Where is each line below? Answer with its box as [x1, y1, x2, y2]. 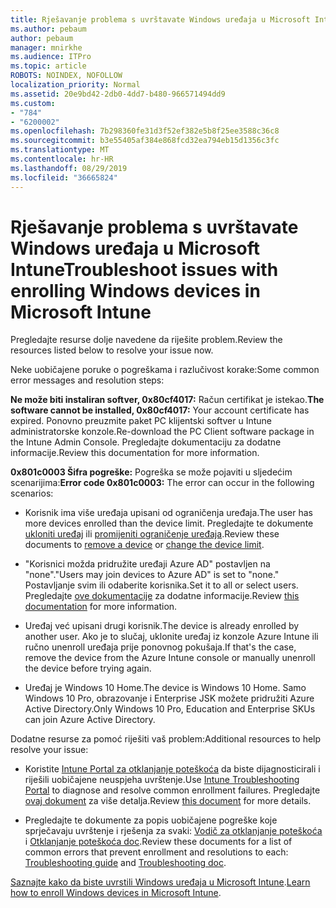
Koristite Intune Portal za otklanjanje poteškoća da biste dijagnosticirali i [24, 763, 321, 775]
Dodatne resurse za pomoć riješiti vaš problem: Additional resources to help [10, 733, 322, 745]
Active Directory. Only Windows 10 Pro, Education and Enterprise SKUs [24, 703, 316, 715]
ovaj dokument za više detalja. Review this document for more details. [24, 795, 312, 807]
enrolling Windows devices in [10, 279, 261, 302]
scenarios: [10, 487, 54, 500]
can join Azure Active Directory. [24, 714, 156, 726]
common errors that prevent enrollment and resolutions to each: [24, 846, 289, 858]
